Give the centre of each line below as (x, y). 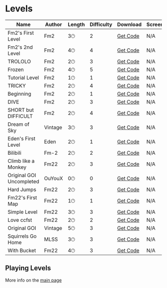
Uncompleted (24, 181)
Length (77, 24)
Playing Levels (28, 268)
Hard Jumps (22, 190)
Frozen (16, 69)
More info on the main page (34, 280)
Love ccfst (20, 220)
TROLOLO (19, 61)
